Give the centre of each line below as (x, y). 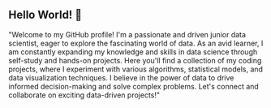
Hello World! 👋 (45, 15)
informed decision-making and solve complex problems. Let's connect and (134, 86)
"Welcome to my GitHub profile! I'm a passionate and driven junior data (127, 34)
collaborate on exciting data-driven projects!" (84, 95)
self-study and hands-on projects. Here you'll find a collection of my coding (135, 60)
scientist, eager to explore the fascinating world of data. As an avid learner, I (136, 43)
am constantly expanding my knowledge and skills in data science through (133, 52)
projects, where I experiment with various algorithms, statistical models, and (136, 69)
